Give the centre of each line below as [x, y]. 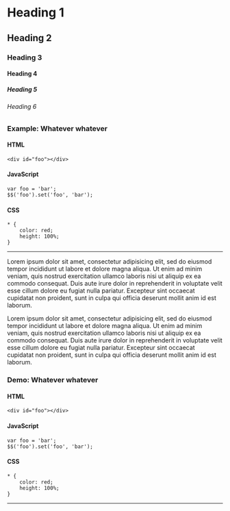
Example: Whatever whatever [57, 128]
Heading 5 [22, 89]
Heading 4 [22, 74]
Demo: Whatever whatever [53, 380]
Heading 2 [30, 38]
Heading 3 [25, 58]
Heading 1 [36, 13]
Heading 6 [22, 107]
